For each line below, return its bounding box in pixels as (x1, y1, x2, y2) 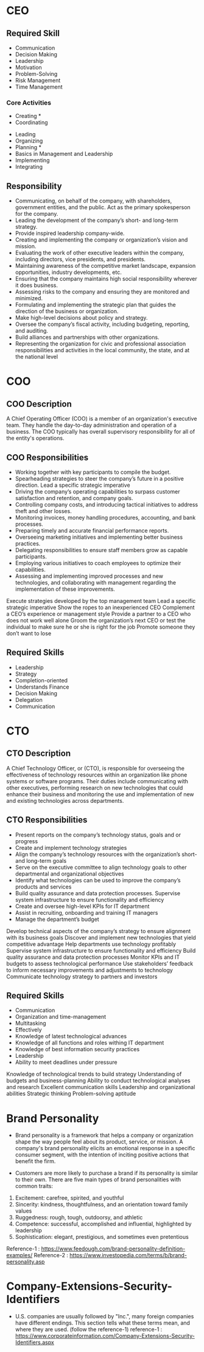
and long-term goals (15, 857, 67, 864)
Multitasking (15, 1019, 47, 1027)
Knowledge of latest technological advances (15, 1033, 127, 1040)
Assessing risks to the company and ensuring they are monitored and (15, 288, 190, 295)
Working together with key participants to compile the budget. (15, 468, 171, 476)
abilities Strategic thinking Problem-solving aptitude (6, 1090, 136, 1098)
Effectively (15, 1026, 42, 1033)
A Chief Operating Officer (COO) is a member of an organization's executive (6, 415, 197, 423)
